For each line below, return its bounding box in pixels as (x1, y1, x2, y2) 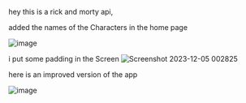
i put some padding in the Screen (8, 54, 119, 63)
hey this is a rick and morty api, (8, 7, 114, 16)
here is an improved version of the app (8, 70, 138, 79)
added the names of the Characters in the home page (8, 23, 188, 32)
